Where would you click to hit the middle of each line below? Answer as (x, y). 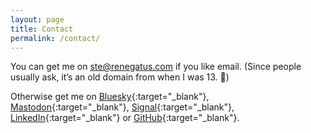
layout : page (37, 19)
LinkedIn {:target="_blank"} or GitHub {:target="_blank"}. (125, 118)
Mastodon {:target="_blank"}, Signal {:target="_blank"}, (122, 107)
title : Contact (42, 29)
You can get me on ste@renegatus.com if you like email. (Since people (156, 67)
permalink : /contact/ (55, 38)
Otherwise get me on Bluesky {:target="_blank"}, (110, 97)
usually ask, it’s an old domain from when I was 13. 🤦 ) (120, 77)
